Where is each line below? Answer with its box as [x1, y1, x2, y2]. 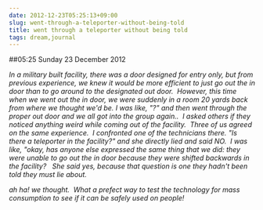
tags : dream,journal [9, 33, 77, 42]
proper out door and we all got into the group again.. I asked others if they [9, 111, 251, 121]
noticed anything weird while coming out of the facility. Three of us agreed [9, 120, 253, 129]
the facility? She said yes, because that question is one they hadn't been [9, 161, 248, 171]
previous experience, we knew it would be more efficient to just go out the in [9, 78, 255, 88]
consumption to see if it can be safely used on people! [9, 194, 185, 203]
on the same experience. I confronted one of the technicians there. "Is [9, 129, 238, 138]
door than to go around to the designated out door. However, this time [9, 87, 237, 96]
